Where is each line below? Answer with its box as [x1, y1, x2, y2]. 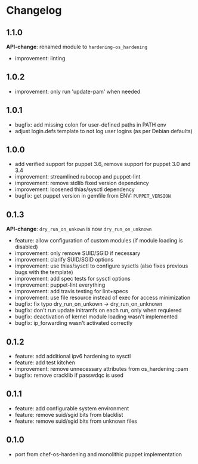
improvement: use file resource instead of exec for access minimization [14, 294, 191, 302]
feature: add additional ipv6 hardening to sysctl [14, 353, 131, 360]
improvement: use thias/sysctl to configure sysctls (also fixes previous [14, 262, 188, 269]
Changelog [6, 4, 62, 17]
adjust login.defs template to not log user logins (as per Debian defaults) [14, 127, 193, 134]
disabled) [14, 243, 38, 251]
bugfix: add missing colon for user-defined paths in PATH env [14, 121, 167, 128]
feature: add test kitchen [14, 359, 76, 366]
